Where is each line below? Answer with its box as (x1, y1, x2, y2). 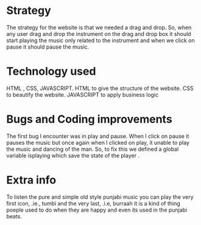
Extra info (6, 173, 57, 187)
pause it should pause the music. (6, 43, 90, 50)
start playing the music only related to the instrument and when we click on (6, 36, 195, 44)
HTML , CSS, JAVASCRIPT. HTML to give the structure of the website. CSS (6, 85, 194, 92)
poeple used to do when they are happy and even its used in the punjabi (6, 206, 188, 213)
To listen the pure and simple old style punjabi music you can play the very (6, 193, 194, 201)
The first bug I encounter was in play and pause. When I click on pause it (6, 132, 189, 140)
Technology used (6, 64, 96, 78)
